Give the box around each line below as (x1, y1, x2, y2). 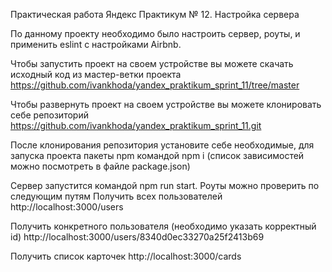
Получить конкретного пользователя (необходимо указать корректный (10, 220, 317, 232)
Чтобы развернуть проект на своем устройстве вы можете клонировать (10, 99, 322, 110)
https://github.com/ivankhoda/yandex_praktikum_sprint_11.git (10, 120, 262, 131)
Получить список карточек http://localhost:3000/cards (10, 250, 242, 262)
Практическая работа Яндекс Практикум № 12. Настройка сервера (10, 9, 300, 20)
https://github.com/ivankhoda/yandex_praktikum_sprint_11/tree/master (10, 79, 300, 91)
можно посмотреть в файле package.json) (10, 160, 191, 172)
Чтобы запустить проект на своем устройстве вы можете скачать (10, 58, 294, 69)
